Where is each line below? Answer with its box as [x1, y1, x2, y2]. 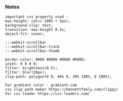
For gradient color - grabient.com [5, 83, 77, 88]
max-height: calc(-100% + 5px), [5, 19, 70, 24]
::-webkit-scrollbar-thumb [5, 49, 60, 54]
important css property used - [5, 15, 69, 20]
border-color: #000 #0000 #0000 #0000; [5, 57, 86, 62]
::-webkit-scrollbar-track [5, 44, 60, 49]
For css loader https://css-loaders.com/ [5, 91, 90, 96]
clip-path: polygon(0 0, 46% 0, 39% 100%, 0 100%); [5, 74, 112, 79]
